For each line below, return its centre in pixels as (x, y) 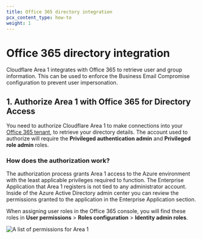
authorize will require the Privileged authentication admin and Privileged (99, 139)
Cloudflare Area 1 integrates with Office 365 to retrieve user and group (94, 70)
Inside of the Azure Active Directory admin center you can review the (93, 193)
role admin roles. (28, 145)
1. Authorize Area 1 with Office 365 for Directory (99, 101)
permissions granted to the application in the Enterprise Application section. (101, 200)
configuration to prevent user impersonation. (62, 83)
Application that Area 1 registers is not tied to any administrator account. (96, 187)
